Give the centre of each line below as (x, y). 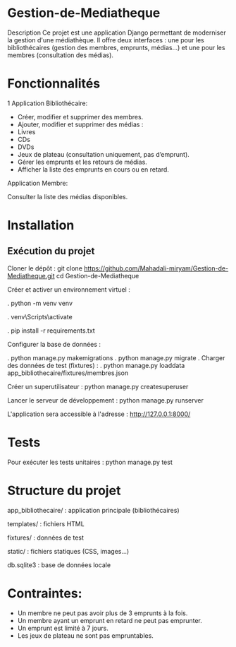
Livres (26, 131)
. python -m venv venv (40, 303)
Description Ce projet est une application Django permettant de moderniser (117, 32)
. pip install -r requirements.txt (51, 331)
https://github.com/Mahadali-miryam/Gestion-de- (156, 268)
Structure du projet (64, 491)
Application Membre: (38, 183)
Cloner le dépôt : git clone (45, 268)
